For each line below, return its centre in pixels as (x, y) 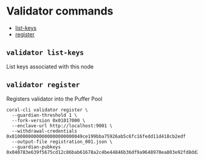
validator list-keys (45, 53)
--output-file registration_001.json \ (62, 142)
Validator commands (60, 11)
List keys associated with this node (50, 66)
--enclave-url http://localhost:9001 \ (62, 125)
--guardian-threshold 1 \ (45, 115)
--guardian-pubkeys (36, 147)
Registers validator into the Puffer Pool (54, 99)
